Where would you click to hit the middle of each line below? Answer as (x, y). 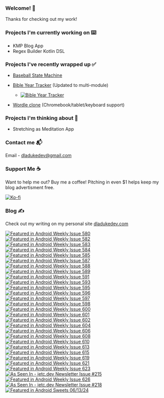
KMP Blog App (28, 46)
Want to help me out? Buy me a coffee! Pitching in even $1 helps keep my (82, 182)
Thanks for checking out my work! (41, 19)
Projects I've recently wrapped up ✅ (51, 64)
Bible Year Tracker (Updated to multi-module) (60, 85)
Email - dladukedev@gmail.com (38, 156)
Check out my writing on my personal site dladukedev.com (67, 224)
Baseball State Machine (37, 75)
